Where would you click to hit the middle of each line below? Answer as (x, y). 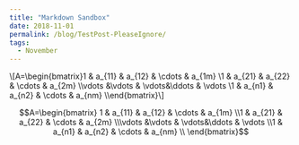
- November (38, 51)
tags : (19, 43)
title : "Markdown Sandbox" (60, 17)
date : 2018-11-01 (42, 26)
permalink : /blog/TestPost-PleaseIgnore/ (88, 34)
